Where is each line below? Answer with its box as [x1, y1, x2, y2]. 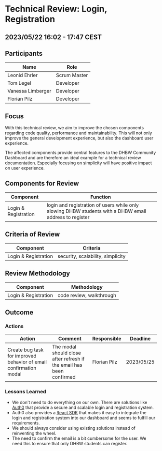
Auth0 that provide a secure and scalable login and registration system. [12, 404, 154, 410]
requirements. [12, 420, 40, 426]
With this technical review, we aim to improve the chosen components [5, 125, 144, 131]
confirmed [52, 374, 76, 381]
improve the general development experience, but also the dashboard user [5, 135, 154, 141]
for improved [7, 353, 37, 359]
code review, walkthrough [57, 292, 117, 298]
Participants [5, 49, 42, 58]
